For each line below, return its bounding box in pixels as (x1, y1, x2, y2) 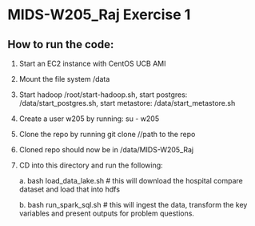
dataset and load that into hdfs (18, 184, 121, 194)
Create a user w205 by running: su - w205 (18, 114, 160, 123)
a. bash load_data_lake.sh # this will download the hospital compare (18, 176, 243, 185)
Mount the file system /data (18, 75, 110, 83)
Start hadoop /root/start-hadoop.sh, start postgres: (18, 90, 188, 99)
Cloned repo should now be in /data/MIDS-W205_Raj (18, 145, 193, 154)
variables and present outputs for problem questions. (18, 208, 195, 218)
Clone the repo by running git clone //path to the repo (18, 130, 196, 139)
